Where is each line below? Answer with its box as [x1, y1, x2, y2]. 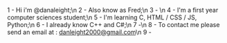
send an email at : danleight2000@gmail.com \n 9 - [7, 28, 152, 36]
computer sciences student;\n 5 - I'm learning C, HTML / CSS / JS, [7, 13, 197, 21]
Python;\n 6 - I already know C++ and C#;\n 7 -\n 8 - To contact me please [7, 21, 220, 28]
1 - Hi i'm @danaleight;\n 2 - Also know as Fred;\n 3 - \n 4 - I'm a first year [7, 6, 219, 14]
